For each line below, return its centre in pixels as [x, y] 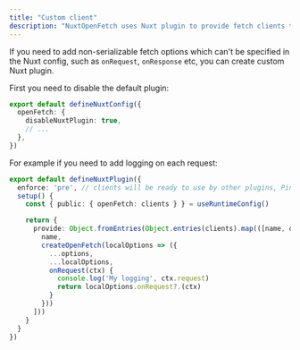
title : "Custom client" [54, 17]
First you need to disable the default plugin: [89, 88]
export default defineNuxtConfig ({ [75, 104]
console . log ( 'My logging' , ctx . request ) [133, 278]
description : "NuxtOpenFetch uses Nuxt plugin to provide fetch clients [147, 26]
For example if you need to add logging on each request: [113, 163]
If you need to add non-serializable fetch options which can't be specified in [150, 51]
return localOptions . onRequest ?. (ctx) [129, 287]
